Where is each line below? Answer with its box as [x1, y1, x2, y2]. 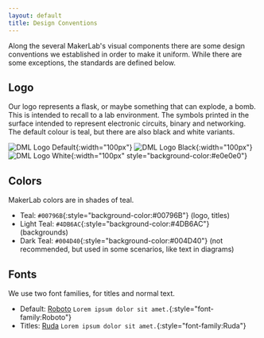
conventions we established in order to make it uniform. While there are [8, 49, 243, 59]
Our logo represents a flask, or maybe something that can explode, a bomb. [8, 102, 256, 111]
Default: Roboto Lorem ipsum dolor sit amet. [19, 304, 169, 313]
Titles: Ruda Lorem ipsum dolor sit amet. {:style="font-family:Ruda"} [19, 321, 247, 330]
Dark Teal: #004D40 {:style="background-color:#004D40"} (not [19, 236, 223, 246]
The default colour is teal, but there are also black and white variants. [8, 127, 235, 137]
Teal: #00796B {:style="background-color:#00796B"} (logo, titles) [19, 211, 231, 220]
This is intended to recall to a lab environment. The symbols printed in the [8, 111, 249, 120]
